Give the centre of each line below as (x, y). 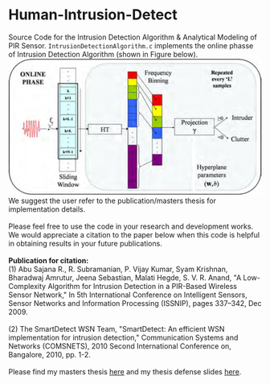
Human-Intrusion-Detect (93, 15)
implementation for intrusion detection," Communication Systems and (123, 338)
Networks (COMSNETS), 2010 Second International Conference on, (120, 346)
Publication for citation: (49, 261)
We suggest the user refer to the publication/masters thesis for (112, 201)
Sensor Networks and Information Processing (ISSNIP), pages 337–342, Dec (135, 303)
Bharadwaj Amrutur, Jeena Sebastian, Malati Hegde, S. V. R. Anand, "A (125, 278)
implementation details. (47, 209)
